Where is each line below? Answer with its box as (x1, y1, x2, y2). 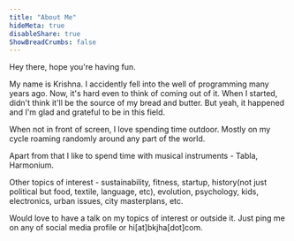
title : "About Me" (9, 12, 77, 22)
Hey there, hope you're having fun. (9, 62, 136, 72)
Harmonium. (9, 160, 55, 170)
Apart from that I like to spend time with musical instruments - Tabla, (9, 151, 259, 162)
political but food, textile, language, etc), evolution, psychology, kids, (9, 186, 259, 197)
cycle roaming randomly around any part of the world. (9, 133, 206, 144)
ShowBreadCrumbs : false (9, 37, 97, 47)
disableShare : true (9, 29, 81, 38)
